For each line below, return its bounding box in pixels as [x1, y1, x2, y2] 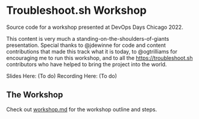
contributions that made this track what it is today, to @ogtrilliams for [6, 47, 178, 55]
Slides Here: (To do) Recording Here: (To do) [6, 72, 118, 79]
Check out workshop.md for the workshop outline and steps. [6, 106, 157, 113]
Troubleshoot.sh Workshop [6, 4, 147, 17]
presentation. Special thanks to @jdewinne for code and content [6, 41, 166, 49]
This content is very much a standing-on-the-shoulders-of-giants [6, 35, 169, 42]
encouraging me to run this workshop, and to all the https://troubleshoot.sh [6, 54, 193, 61]
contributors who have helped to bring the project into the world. [6, 61, 167, 68]
